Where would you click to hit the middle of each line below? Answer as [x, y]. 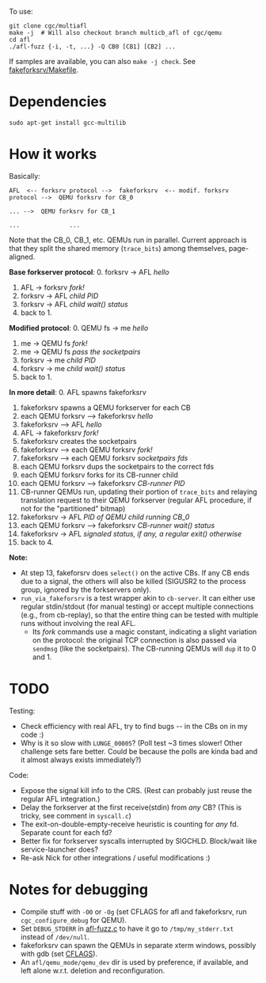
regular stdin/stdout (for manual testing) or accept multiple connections [137, 606]
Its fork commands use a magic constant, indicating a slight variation [144, 632]
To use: [21, 11]
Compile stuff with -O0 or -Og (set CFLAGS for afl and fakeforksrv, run [134, 911]
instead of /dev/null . [55, 936]
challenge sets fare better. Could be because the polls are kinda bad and [139, 751]
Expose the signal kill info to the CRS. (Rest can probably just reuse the [136, 790]
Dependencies [58, 102]
